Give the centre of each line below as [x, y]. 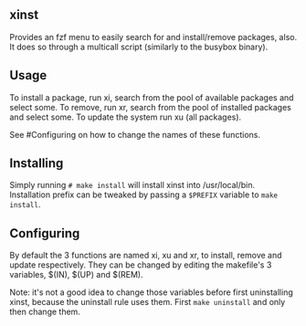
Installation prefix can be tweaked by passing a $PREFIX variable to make [144, 195]
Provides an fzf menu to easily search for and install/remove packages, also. [153, 37]
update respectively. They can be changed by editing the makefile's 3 [141, 265]
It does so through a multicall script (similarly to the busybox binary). [139, 47]
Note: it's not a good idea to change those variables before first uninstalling [152, 292]
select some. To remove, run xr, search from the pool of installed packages [151, 107]
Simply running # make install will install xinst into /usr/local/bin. [132, 185]
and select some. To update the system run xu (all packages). [126, 117]
